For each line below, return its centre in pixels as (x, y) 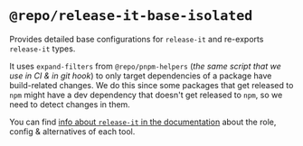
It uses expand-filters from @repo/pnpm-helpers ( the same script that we (146, 66)
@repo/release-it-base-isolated (131, 16)
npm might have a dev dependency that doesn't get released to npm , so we (146, 95)
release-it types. (43, 49)
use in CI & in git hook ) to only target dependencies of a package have (141, 76)
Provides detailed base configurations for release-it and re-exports (137, 39)
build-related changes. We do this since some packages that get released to (151, 85)
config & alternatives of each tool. (72, 131)
